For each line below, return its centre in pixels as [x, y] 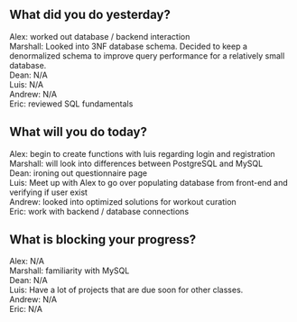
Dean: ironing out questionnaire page [78, 173]
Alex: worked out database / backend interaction [100, 36]
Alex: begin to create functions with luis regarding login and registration [142, 153]
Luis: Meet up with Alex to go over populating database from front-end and [149, 182]
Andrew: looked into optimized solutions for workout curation [123, 201]
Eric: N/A [26, 309]
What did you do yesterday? [90, 15]
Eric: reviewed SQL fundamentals [71, 104]
